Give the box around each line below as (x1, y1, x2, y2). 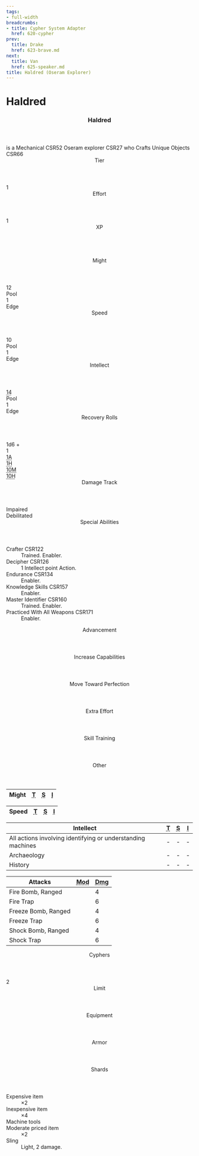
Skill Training (84, 735, 115, 742)
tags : (6, 8, 20, 15)
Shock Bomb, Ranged (9, 926, 69, 935)
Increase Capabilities (73, 653, 126, 660)
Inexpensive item (6, 1106, 48, 1113)
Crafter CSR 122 (6, 545, 44, 552)
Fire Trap (9, 897, 34, 906)
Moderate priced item (6, 1125, 59, 1132)
